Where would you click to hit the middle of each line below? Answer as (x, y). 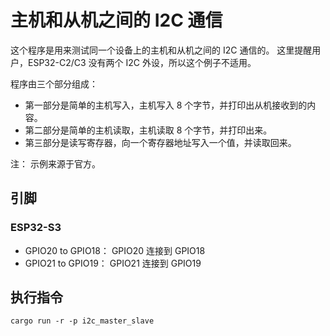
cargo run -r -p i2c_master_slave (82, 321)
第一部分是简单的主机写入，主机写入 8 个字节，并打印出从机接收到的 (166, 105)
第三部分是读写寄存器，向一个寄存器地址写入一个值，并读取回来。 (160, 142)
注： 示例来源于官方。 (55, 163)
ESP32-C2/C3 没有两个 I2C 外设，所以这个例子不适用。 (142, 62)
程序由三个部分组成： (54, 83)
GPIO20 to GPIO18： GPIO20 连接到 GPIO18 (115, 250)
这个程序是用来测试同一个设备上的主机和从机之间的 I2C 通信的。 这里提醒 (161, 50)
